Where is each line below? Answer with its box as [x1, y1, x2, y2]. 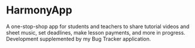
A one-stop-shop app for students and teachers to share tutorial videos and [6, 23, 190, 30]
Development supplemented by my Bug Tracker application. [6, 35, 151, 42]
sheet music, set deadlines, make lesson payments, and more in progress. [6, 29, 186, 36]
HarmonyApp [6, 4, 72, 17]
